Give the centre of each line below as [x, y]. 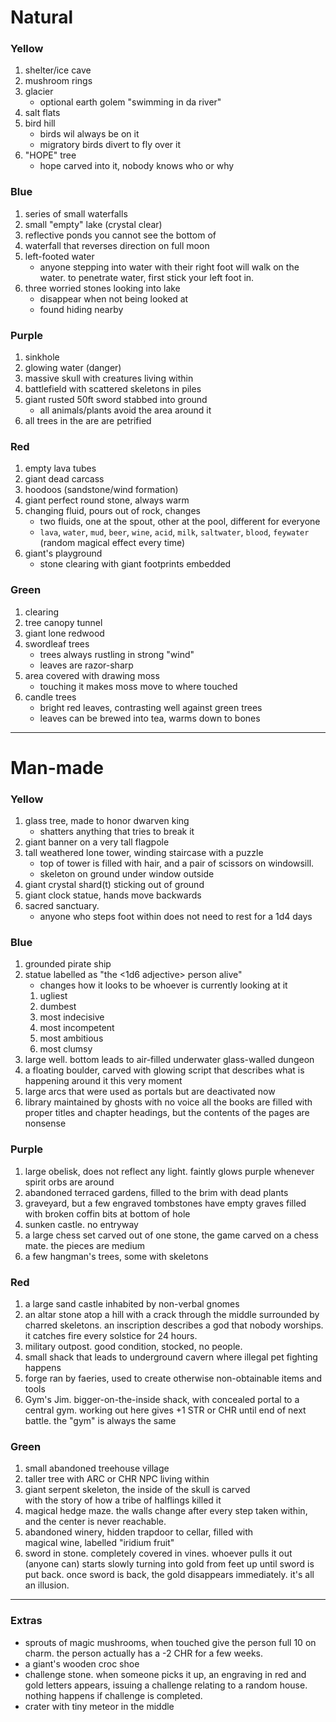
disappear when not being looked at [114, 298]
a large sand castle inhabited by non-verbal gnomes [132, 1304]
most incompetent [77, 1028]
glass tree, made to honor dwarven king [107, 821]
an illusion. [47, 1585]
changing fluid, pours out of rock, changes [112, 511]
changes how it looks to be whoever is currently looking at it [163, 985]
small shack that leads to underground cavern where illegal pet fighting [171, 1357]
